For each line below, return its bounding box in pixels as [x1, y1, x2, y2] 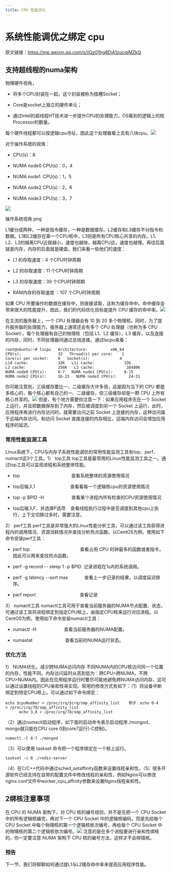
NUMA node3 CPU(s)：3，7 [12, 195, 72, 201]
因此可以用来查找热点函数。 [12, 552, 71, 558]
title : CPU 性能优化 [5, 7, 46, 13]
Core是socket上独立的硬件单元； [12, 102, 82, 108]
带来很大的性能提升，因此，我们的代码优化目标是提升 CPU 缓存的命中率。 [5, 307, 161, 313]
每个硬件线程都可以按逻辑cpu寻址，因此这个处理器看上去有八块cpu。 [5, 130, 151, 136]
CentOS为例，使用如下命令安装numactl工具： [5, 615, 101, 621]
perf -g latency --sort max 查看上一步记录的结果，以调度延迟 [12, 574, 156, 580]
